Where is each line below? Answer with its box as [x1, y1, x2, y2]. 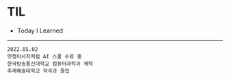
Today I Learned [16, 26, 64, 35]
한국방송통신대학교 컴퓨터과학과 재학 [7, 60, 94, 67]
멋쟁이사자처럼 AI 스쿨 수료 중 [7, 53, 82, 60]
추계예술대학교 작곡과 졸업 [7, 67, 70, 75]
